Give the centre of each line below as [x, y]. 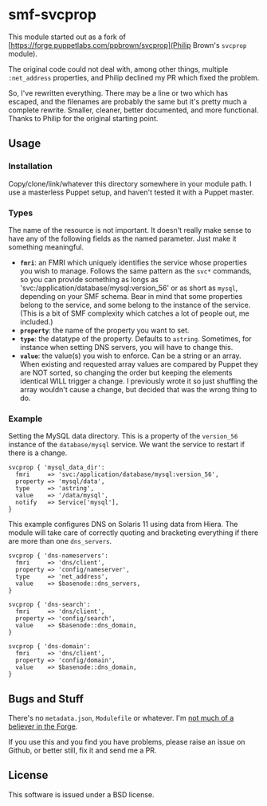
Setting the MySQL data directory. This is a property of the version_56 [123, 436]
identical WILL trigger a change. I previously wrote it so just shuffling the [139, 381]
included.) [36, 321]
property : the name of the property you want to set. [104, 330]
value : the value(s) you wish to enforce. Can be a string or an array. [130, 356]
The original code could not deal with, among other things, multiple [118, 69]
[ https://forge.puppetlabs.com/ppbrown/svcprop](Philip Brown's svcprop [128, 45]
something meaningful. [46, 247]
